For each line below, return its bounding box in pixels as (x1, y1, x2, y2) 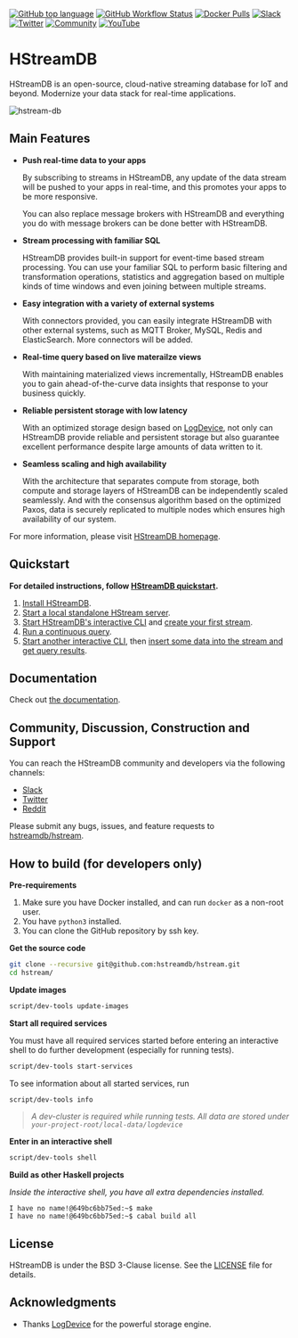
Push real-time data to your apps (21, 154, 147, 165)
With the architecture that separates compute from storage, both (21, 475, 260, 486)
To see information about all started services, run (9, 1078, 189, 1088)
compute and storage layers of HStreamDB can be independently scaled (21, 485, 288, 496)
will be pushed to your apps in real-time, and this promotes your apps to (21, 181, 287, 192)
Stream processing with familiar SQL (21, 234, 161, 245)
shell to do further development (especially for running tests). (9, 1044, 234, 1055)
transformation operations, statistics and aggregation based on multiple (21, 271, 285, 282)
